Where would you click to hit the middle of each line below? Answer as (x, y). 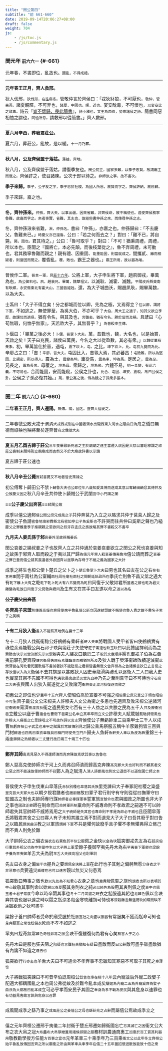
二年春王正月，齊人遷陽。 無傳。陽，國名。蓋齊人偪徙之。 (59, 408)
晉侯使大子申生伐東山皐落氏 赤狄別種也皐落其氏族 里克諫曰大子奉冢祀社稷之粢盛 (82, 786)
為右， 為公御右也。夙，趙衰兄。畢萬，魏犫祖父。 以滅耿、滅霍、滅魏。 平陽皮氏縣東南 (83, 282)
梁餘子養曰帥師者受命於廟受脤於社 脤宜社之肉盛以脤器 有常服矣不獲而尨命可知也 (83, 917)
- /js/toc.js (28, 38)
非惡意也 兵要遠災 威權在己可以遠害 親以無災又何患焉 (53, 870)
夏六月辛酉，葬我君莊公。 (31, 133)
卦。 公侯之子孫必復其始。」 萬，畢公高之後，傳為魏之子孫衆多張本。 (66, 378)
